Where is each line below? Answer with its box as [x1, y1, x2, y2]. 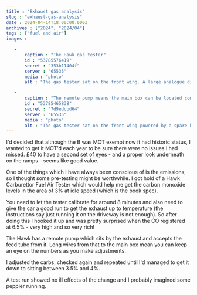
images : [6, 36, 28, 42]
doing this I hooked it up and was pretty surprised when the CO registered [6, 218, 185, 225]
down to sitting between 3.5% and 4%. [6, 265, 101, 272]
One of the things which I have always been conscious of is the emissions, [6, 168, 186, 176]
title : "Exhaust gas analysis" [6, 8, 85, 15]
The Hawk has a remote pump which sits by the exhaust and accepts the [6, 235, 182, 242]
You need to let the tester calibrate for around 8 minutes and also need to [6, 199, 183, 206]
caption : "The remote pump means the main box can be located [24, 95, 182, 101]
